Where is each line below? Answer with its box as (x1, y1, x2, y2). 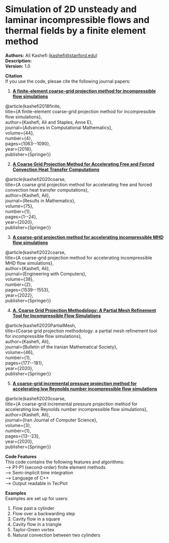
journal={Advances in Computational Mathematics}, (5, 125, 113, 131)
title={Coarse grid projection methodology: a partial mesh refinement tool (5, 328, 157, 334)
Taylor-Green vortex (12, 526, 54, 532)
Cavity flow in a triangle (12, 521, 62, 527)
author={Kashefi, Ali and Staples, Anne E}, (5, 119, 93, 125)
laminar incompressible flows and (5, 14, 150, 26)
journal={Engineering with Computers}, (5, 271, 87, 277)
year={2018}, (5, 146, 33, 152)
